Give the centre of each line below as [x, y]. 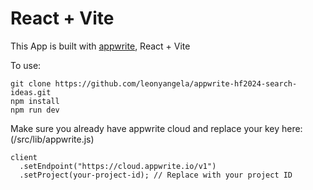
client [24, 157]
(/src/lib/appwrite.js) [52, 139]
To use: [26, 65]
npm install [35, 101]
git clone [31, 83]
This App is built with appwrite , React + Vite [100, 46]
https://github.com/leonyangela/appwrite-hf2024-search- [176, 83]
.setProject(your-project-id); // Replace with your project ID [156, 175]
